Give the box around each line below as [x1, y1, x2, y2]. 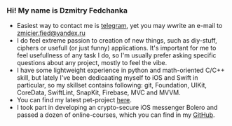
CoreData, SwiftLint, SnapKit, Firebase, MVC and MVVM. [16, 88, 181, 97]
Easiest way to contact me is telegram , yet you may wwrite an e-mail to [16, 22, 223, 30]
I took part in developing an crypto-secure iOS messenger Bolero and [16, 104, 218, 112]
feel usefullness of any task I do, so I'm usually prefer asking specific [16, 51, 217, 59]
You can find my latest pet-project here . [16, 96, 132, 104]
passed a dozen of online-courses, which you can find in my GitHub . [16, 111, 215, 119]
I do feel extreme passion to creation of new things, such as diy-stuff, [16, 36, 218, 45]
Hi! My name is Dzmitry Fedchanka [6, 6, 128, 15]
